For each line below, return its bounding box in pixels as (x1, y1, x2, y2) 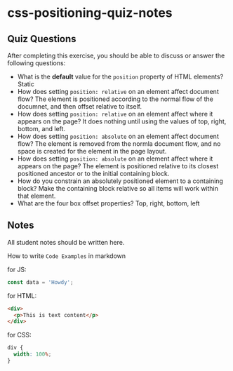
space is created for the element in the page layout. (17, 147, 167, 155)
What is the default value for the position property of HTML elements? (17, 72, 224, 81)
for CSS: (7, 331, 32, 339)
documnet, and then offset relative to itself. (17, 102, 142, 110)
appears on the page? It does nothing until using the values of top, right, (17, 117, 227, 126)
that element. (17, 191, 56, 200)
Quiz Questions (7, 33, 76, 45)
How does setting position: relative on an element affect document (17, 88, 219, 95)
